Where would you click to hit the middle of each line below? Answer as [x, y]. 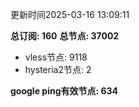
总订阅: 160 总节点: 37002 [65, 36]
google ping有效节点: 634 [64, 91]
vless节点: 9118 [56, 57]
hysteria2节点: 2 [58, 69]
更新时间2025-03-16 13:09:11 [70, 14]
